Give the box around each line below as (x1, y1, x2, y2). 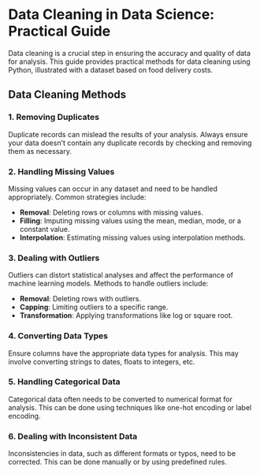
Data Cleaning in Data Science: (8, 6, 215, 24)
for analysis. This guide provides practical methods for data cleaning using (8, 57, 251, 66)
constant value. (19, 224, 70, 233)
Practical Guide (8, 22, 111, 40)
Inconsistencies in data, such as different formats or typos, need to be (8, 449, 236, 458)
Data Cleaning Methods (8, 88, 127, 102)
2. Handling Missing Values (8, 166, 115, 177)
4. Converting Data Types (8, 330, 109, 342)
